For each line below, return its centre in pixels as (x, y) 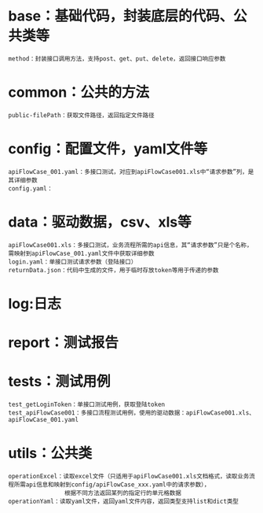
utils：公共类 (50, 454)
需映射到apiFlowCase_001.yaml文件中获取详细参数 (81, 253)
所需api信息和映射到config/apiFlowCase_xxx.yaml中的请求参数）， (112, 485)
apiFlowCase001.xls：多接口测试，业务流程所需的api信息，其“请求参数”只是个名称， (130, 245)
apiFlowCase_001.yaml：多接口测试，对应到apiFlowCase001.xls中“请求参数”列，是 (131, 172)
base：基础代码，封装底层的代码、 (121, 16)
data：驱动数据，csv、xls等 (100, 222)
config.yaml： (31, 188)
